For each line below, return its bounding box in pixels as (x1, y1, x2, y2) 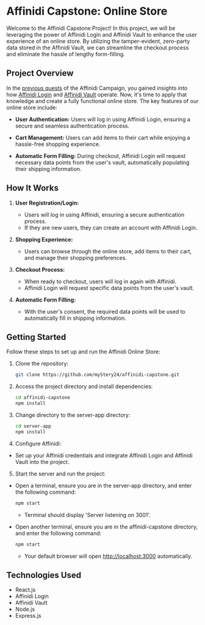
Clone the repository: (15, 360, 69, 367)
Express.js (15, 612, 41, 620)
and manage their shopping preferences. (24, 254, 127, 261)
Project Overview (6, 68, 74, 79)
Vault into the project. (15, 458, 70, 465)
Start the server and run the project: (15, 470, 106, 477)
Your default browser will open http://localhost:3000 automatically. (24, 552, 193, 560)
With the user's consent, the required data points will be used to (24, 308, 186, 315)
